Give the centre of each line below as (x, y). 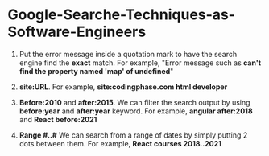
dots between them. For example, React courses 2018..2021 (120, 143)
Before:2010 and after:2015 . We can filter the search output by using (134, 102)
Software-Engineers (77, 32)
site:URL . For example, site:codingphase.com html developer (123, 87)
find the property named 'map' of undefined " (96, 71)
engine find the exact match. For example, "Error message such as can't (140, 63)
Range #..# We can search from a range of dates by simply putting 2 (133, 135)
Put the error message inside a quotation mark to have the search (128, 54)
